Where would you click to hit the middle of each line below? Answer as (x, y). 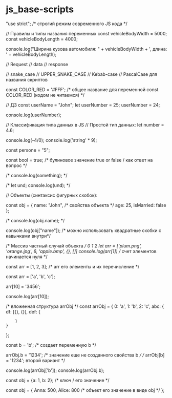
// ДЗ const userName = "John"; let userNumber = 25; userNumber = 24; (83, 105)
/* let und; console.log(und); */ (38, 185)
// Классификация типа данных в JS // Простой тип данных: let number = (85, 124)
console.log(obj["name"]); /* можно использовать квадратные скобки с (84, 230)
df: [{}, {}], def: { (23, 311)
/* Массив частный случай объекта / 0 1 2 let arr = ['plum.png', (74, 246)
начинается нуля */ (27, 257)
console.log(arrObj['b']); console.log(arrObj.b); (55, 370)
